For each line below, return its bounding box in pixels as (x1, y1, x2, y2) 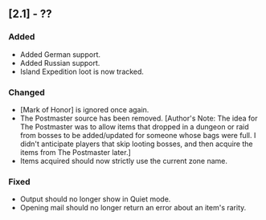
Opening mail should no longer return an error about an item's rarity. (19, 203, 247, 213)
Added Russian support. (19, 58, 100, 67)
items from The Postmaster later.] (19, 147, 131, 157)
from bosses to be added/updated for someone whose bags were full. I (19, 130, 256, 140)
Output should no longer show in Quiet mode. (19, 194, 171, 204)
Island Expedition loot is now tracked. (19, 67, 145, 76)
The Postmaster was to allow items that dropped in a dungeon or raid (19, 121, 249, 132)
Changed (8, 87, 46, 98)
